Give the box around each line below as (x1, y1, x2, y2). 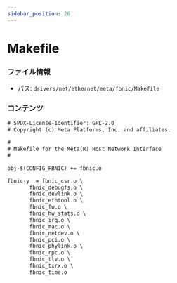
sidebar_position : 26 (7, 10, 71, 18)
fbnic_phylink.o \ (29, 243, 83, 250)
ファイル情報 (7, 67, 51, 77)
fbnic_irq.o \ (29, 216, 71, 223)
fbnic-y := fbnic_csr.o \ (7, 177, 83, 185)
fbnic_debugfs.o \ (29, 184, 83, 191)
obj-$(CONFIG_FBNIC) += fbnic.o (7, 164, 102, 172)
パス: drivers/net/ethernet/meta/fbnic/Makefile (17, 84, 160, 93)
